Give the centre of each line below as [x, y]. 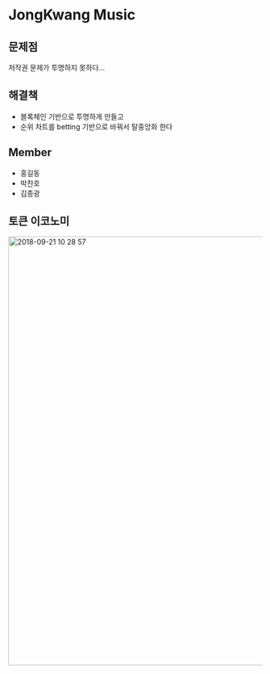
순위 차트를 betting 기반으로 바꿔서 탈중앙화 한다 [96, 126]
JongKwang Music [72, 15]
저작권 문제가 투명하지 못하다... [57, 67]
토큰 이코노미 [39, 221]
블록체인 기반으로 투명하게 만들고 [72, 116]
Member [30, 152]
